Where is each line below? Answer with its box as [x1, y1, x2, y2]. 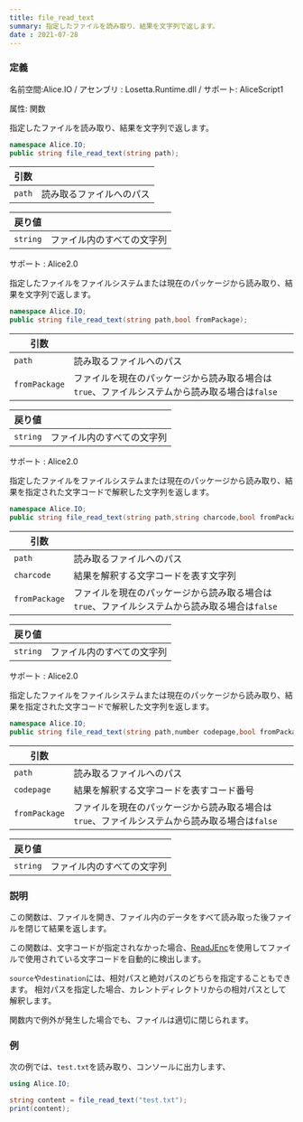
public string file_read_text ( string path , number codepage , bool [9, 727, 256, 736]
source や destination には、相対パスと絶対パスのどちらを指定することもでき [9, 972, 291, 983]
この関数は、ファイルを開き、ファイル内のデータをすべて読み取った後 [9, 912, 269, 922]
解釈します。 [9, 995, 57, 1005]
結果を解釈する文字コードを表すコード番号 [73, 783, 255, 796]
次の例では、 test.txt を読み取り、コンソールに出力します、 [9, 1061, 231, 1072]
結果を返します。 [48, 922, 112, 933]
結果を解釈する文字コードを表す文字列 [73, 569, 237, 582]
